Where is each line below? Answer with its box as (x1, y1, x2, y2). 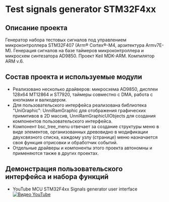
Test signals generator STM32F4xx (5, 4, 156, 15)
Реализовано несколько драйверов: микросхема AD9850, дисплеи (12, 86, 158, 92)
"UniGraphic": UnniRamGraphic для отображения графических (12, 107, 146, 114)
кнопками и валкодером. (12, 96, 67, 103)
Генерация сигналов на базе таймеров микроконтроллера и (13, 48, 144, 53)
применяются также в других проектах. (12, 150, 99, 156)
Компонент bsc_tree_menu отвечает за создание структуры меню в (12, 123, 159, 129)
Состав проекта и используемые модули (5, 73, 142, 81)
